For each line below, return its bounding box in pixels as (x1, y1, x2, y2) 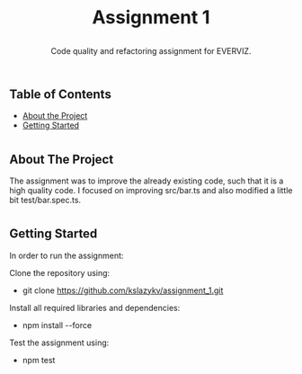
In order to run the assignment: (9, 250, 124, 261)
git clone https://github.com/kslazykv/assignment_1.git (22, 285, 224, 296)
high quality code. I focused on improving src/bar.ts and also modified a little (9, 185, 293, 196)
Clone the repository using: (9, 267, 111, 278)
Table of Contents (9, 86, 112, 102)
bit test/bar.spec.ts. (9, 195, 82, 206)
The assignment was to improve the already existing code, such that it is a (9, 175, 284, 186)
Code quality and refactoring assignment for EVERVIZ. (50, 45, 252, 56)
